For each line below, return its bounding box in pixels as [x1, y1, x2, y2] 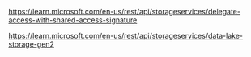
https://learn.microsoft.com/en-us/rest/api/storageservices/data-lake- [8, 31, 244, 40]
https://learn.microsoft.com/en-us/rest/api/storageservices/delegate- [8, 7, 241, 16]
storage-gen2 [8, 39, 55, 49]
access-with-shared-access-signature [8, 15, 138, 25]
